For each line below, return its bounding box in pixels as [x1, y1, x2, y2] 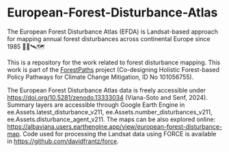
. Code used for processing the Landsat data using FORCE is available [19, 129, 217, 138]
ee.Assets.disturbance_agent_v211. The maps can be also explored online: [7, 115, 216, 123]
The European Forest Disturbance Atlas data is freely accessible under [7, 86, 206, 94]
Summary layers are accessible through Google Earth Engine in [7, 101, 185, 109]
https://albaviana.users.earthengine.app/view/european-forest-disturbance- [7, 122, 223, 131]
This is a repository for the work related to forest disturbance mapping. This [7, 58, 221, 66]
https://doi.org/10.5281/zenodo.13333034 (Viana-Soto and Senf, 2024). [7, 93, 208, 101]
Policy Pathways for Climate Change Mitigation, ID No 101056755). [7, 73, 194, 81]
